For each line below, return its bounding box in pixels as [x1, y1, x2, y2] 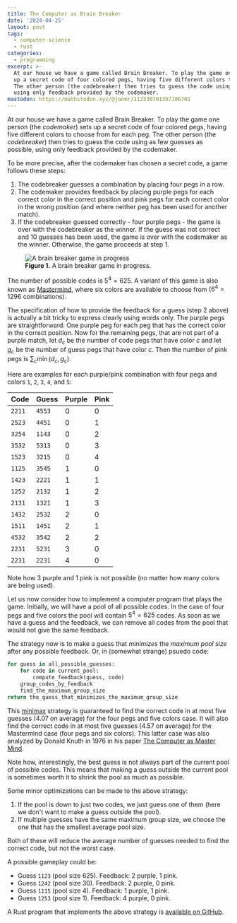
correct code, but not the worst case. [7, 844, 116, 852]
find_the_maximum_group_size [20, 687, 106, 694]
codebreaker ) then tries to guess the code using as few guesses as [7, 138, 203, 146]
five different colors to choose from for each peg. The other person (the [7, 130, 217, 139]
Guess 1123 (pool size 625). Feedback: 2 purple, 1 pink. [17, 871, 178, 880]
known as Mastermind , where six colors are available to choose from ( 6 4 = [7, 283, 225, 293]
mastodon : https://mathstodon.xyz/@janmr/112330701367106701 [7, 96, 191, 103]
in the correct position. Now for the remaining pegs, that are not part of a [7, 329, 219, 337]
